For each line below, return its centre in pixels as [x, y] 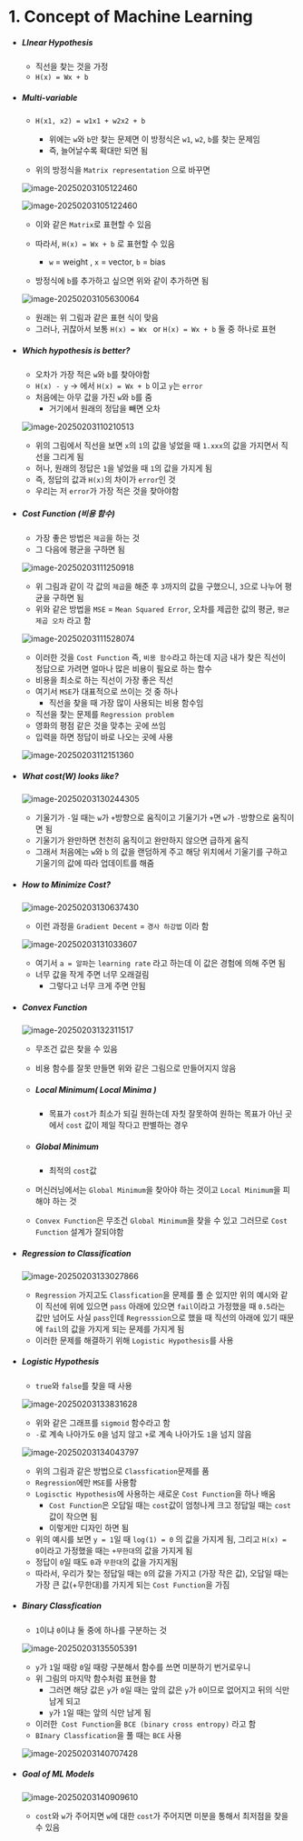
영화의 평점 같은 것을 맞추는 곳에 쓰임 [101, 725]
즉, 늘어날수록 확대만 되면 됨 [98, 151]
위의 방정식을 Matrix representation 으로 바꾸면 [122, 170]
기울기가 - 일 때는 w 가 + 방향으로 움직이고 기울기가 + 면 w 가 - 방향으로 [152, 818]
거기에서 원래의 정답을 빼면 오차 [104, 409]
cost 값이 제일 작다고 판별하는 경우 [127, 1125]
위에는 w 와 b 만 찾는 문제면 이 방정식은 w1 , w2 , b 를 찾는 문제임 [154, 139]
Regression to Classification [76, 1253]
